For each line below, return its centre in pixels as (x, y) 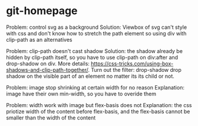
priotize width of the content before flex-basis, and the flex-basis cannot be (98, 111)
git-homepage (42, 11)
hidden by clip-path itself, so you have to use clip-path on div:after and (92, 57)
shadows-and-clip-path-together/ (47, 69)
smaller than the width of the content (51, 117)
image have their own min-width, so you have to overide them (81, 94)
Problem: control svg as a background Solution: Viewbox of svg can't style (97, 27)
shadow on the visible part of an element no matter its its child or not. (90, 76)
